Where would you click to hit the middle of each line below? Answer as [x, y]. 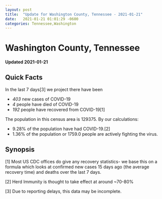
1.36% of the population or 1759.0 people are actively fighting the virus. [85, 134]
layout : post [19, 10]
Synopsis [20, 150]
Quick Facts [24, 77]
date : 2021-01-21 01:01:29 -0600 [42, 19]
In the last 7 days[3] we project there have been [54, 89]
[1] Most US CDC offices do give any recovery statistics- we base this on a [81, 161]
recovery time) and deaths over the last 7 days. [53, 172]
